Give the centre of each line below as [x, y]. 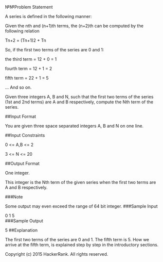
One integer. [18, 173]
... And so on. [18, 87]
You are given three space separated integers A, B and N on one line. [74, 126]
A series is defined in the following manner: [48, 16]
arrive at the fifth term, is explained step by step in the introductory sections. [82, 245]
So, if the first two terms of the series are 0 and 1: [55, 50]
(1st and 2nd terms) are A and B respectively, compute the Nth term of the [79, 102]
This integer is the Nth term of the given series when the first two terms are [81, 182]
